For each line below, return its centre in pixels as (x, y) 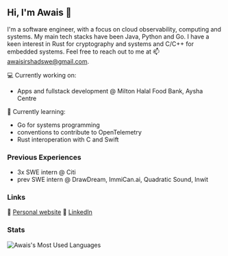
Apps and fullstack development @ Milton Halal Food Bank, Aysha (110, 91)
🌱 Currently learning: (37, 111)
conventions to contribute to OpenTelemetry (79, 132)
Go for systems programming (59, 125)
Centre (27, 98)
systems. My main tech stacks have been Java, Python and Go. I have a (108, 36)
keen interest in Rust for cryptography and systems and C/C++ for (100, 44)
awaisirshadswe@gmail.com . (48, 61)
